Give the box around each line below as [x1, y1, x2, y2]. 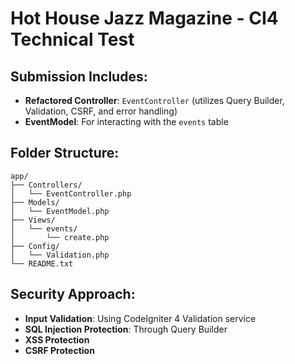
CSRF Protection [24, 344, 95, 356]
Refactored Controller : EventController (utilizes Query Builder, [24, 95, 285, 106]
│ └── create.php [10, 232, 110, 242]
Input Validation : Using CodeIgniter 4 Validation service [24, 312, 257, 324]
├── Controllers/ [10, 180, 83, 190]
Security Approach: [10, 286, 136, 303]
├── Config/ [10, 241, 60, 251]
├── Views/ [10, 215, 56, 225]
